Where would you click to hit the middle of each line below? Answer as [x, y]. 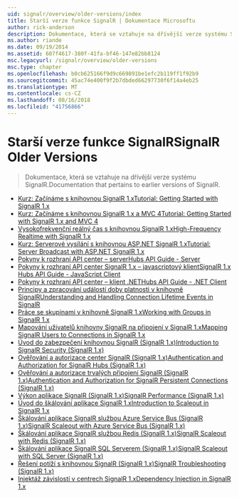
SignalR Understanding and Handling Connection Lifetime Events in [115, 297]
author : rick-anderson [41, 27]
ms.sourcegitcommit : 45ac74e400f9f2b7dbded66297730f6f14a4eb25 [103, 80]
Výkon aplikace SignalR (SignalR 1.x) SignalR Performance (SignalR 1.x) [121, 395]
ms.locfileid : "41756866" [46, 107]
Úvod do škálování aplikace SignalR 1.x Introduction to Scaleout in [113, 403]
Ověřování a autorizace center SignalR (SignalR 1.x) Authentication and [121, 357]
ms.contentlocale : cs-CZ [44, 93]
